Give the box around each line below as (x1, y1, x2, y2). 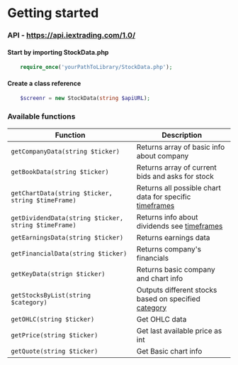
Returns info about (136, 212, 198, 222)
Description (161, 130, 203, 140)
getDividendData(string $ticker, (11, 214, 124, 222)
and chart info (136, 273, 183, 283)
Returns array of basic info (136, 142, 225, 152)
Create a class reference (7, 79, 81, 87)
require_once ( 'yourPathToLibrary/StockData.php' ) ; (20, 64, 173, 71)
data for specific (136, 192, 191, 202)
